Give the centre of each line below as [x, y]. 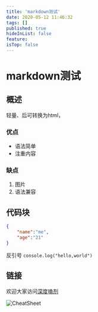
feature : [17, 39]
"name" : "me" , [33, 232]
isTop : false [22, 45]
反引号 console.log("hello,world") [50, 255]
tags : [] [17, 23]
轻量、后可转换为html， [35, 115]
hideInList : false [29, 34]
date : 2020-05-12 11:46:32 [39, 17]
